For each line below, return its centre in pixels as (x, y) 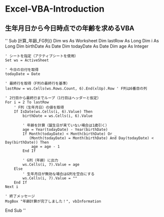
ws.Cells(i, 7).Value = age (51, 164)
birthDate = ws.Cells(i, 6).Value (58, 116)
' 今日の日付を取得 (22, 70)
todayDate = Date (23, 74)
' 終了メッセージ (20, 196)
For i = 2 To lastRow (27, 102)
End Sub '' (15, 210)
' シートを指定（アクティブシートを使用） (41, 56)
